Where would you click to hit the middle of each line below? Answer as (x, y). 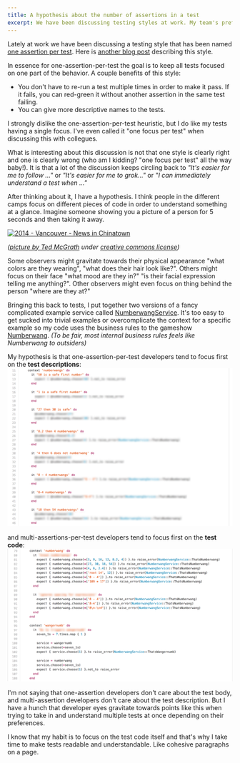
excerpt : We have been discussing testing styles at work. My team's (113, 22)
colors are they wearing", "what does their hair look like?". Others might (112, 268)
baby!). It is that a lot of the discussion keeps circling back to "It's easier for (119, 167)
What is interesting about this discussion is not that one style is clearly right (119, 152)
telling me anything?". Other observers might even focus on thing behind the (120, 283)
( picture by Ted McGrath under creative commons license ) (94, 247)
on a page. (23, 752)
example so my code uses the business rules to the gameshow (100, 328)
